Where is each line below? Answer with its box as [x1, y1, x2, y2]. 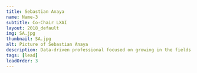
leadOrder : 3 [6, 58, 38, 64]
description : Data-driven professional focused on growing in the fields [6, 47, 192, 53]
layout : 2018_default [6, 25, 60, 31]
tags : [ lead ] [6, 52, 38, 58]
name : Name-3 [6, 14, 38, 20]
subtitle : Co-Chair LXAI [6, 19, 67, 25]
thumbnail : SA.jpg [6, 36, 51, 42]
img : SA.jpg [6, 31, 35, 36]
